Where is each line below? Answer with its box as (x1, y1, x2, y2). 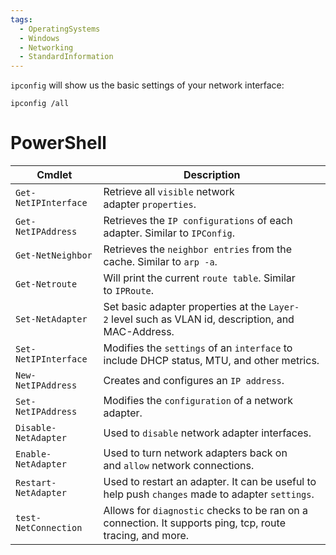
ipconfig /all (10, 99, 70, 109)
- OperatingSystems (19, 24, 101, 34)
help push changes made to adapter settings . (103, 487, 315, 501)
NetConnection (15, 522, 83, 534)
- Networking (19, 42, 74, 53)
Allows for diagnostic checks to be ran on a (103, 504, 309, 518)
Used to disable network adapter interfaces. (103, 426, 312, 440)
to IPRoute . (103, 284, 155, 298)
